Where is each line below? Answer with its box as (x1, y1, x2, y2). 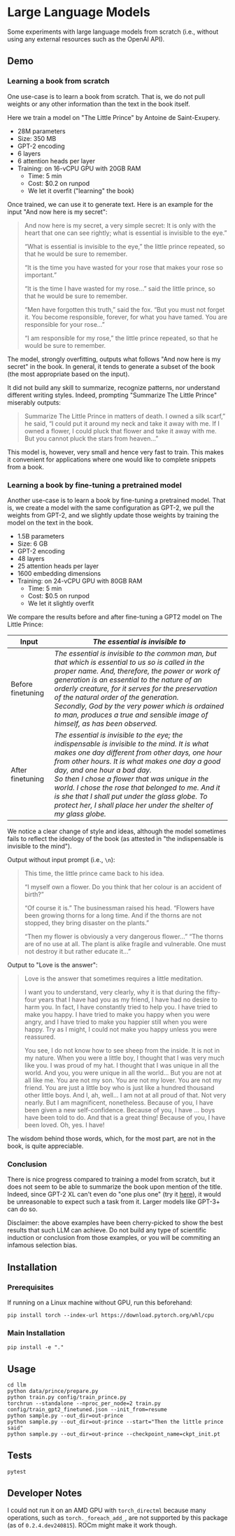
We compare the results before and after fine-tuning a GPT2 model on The (7, 612, 222, 621)
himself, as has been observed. (54, 718, 157, 728)
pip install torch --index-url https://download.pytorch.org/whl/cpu (7, 1312, 215, 1319)
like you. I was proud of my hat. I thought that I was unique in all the (24, 1060, 219, 1070)
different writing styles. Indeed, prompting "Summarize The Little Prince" (7, 391, 218, 399)
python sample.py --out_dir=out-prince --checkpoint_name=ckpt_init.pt (7, 1431, 220, 1438)
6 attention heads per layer (17, 156, 96, 165)
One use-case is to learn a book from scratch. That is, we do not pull (7, 92, 205, 100)
